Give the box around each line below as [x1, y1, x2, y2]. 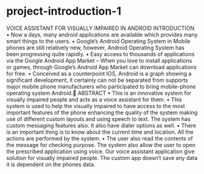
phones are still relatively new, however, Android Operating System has [6, 44, 185, 51]
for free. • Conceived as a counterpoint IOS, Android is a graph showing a [6, 70, 192, 77]
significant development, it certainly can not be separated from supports [6, 76, 188, 84]
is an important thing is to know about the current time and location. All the [6, 128, 194, 136]
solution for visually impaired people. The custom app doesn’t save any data [6, 154, 198, 161]
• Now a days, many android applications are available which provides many [6, 31, 198, 38]
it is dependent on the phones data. [6, 161, 96, 168]
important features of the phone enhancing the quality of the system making [6, 109, 198, 116]
